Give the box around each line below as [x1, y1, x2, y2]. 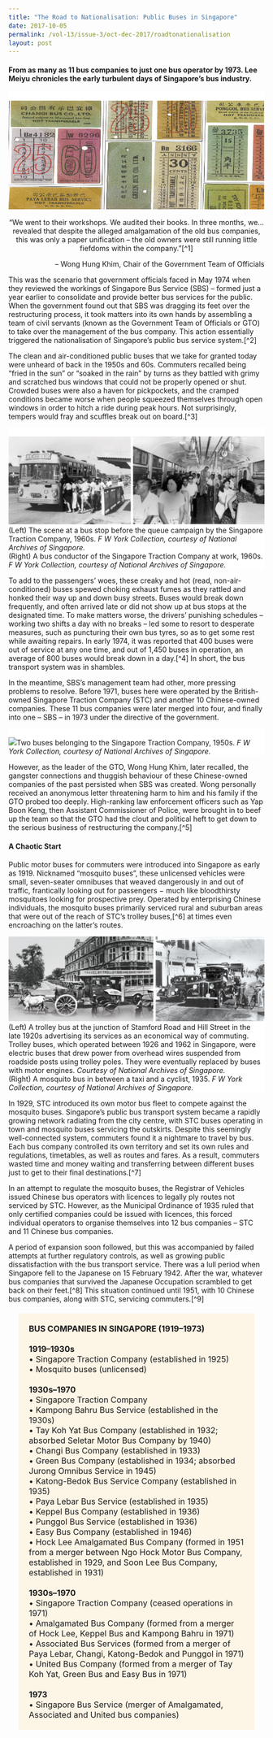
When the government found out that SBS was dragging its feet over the [8, 301, 250, 311]
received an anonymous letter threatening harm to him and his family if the [8, 789, 258, 798]
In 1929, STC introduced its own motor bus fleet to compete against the [8, 1098, 247, 1108]
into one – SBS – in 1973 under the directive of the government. [8, 712, 219, 723]
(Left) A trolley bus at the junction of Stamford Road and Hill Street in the [8, 1022, 251, 1032]
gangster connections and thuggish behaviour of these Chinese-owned [8, 771, 248, 780]
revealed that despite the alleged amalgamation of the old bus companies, [12, 226, 261, 236]
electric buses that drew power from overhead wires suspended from [8, 1048, 241, 1058]
